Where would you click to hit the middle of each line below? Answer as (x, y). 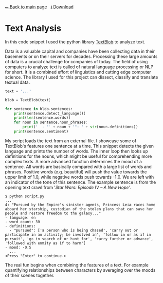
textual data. (18, 82)
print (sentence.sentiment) (41, 132)
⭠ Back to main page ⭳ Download (39, 7)
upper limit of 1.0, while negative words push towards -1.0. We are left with (80, 177)
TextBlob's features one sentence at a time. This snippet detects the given (80, 146)
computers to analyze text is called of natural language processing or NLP (79, 67)
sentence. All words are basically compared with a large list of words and (78, 167)
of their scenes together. (30, 275)
